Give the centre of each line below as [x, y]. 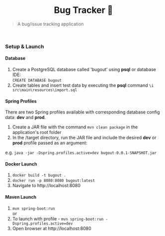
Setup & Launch [25, 46]
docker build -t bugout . [39, 176]
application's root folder [37, 132]
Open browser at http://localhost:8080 [52, 228]
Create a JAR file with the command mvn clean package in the [75, 127]
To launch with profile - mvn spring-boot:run [58, 219]
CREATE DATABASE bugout [37, 81]
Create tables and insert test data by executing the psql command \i [83, 85]
